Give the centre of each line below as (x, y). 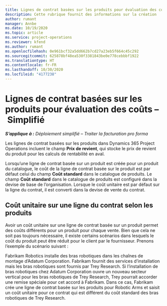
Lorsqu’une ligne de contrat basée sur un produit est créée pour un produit (82, 163)
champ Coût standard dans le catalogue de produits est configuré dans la (81, 179)
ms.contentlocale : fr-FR (31, 65)
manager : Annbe (21, 24)
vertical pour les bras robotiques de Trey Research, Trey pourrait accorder (81, 277)
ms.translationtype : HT (30, 61)
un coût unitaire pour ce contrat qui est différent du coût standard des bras (82, 293)
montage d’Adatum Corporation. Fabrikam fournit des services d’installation (83, 261)
